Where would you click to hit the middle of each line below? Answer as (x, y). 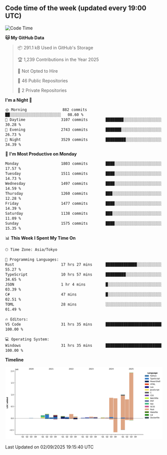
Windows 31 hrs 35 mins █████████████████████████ (83, 345)
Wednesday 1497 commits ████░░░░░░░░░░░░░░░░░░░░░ (83, 183)
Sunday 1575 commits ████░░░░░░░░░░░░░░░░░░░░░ (83, 223)
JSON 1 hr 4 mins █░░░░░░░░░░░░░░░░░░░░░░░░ (83, 284)
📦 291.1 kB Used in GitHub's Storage (55, 47)
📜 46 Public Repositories (43, 80)
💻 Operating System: (27, 339)
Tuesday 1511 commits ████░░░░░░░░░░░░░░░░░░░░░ (83, 173)
